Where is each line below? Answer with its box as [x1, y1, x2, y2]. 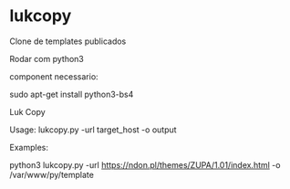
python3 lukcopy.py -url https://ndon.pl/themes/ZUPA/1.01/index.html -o [9, 159, 281, 170]
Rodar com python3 [9, 53, 84, 64]
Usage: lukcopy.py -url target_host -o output [9, 124, 177, 135]
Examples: [9, 142, 48, 152]
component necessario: [9, 70, 98, 82]
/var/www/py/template [9, 169, 94, 180]
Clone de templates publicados [9, 36, 127, 47]
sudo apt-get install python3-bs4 [9, 89, 134, 100]
